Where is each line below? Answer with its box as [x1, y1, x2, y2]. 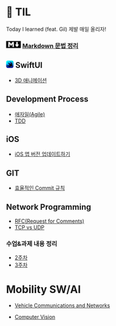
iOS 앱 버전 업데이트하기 [14, 150, 70, 158]
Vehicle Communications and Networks [14, 302, 110, 309]
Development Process [6, 94, 89, 104]
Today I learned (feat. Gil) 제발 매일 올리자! [6, 25, 107, 32]
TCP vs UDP [14, 224, 45, 231]
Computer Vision [14, 314, 56, 321]
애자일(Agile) [14, 110, 45, 117]
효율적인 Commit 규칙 [14, 185, 66, 192]
